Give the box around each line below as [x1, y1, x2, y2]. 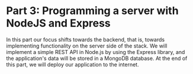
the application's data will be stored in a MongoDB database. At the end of [6, 55, 188, 62]
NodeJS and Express [6, 16, 111, 30]
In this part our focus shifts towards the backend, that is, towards [6, 36, 165, 43]
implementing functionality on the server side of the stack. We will [6, 42, 168, 49]
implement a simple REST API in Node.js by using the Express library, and [6, 48, 185, 55]
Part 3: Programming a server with [6, 4, 179, 18]
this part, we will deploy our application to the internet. [6, 60, 139, 68]
